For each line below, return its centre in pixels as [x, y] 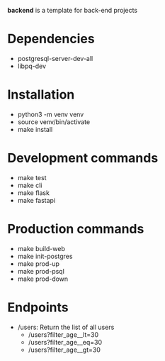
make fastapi [36, 200]
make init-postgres [45, 256]
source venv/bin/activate [54, 122]
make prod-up [39, 263]
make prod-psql [41, 271]
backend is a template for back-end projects [73, 10]
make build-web [41, 248]
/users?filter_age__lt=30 [63, 334]
